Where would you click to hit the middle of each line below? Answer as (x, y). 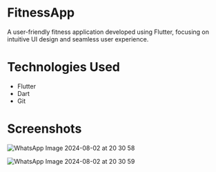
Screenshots (45, 129)
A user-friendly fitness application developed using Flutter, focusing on (108, 32)
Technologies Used (64, 67)
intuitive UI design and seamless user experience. (78, 39)
